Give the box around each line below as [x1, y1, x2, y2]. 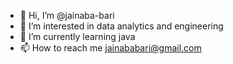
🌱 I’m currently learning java [19, 31, 136, 42]
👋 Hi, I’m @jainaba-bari [19, 10, 115, 21]
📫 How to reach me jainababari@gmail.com [19, 42, 202, 54]
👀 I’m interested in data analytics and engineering [19, 20, 224, 32]
